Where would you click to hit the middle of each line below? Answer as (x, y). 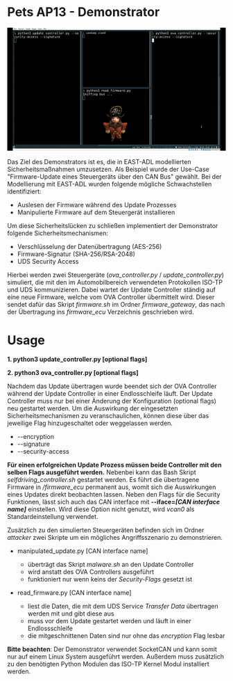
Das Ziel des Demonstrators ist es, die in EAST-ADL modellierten (99, 162)
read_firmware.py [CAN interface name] (74, 593)
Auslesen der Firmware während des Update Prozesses (97, 205)
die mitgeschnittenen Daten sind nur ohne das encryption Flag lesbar (126, 636)
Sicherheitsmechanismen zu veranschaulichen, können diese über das (108, 416)
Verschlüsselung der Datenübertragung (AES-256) (89, 247)
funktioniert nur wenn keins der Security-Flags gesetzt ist (110, 579)
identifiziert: (24, 191)
